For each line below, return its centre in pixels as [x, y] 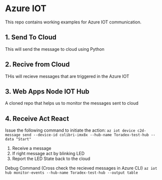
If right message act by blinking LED [48, 154]
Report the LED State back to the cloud [51, 159]
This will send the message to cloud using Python [55, 49]
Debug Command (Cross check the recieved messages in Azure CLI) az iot [81, 168]
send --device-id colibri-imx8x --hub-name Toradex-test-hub [86, 135]
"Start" [24, 140]
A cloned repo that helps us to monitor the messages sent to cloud [72, 103]
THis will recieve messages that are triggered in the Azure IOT [67, 76]
